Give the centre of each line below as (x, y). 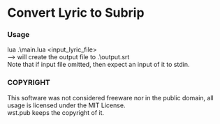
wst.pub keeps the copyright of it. (56, 112)
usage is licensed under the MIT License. (66, 105)
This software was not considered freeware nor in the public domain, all (111, 98)
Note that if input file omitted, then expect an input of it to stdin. (98, 65)
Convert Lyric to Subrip (76, 13)
